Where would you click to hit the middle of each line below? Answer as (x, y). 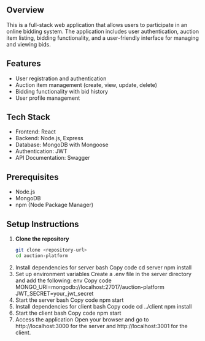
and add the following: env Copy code (63, 280)
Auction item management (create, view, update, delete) (86, 84)
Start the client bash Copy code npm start (68, 313)
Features (24, 64)
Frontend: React (36, 132)
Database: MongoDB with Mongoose (62, 145)
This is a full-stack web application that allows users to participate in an (97, 24)
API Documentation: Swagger (52, 158)
